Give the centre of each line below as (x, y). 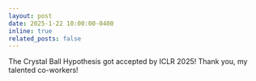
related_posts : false (45, 38)
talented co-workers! (43, 70)
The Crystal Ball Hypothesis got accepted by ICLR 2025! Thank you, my (128, 62)
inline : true (30, 31)
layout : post (30, 16)
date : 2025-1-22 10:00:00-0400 (61, 23)
